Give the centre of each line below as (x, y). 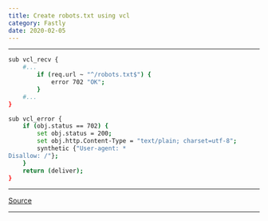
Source (20, 201)
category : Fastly (37, 23)
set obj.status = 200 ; (75, 134)
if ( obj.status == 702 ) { (66, 126)
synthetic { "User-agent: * (82, 148)
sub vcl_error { (35, 119)
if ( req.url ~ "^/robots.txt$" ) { (94, 75)
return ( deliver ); (53, 171)
